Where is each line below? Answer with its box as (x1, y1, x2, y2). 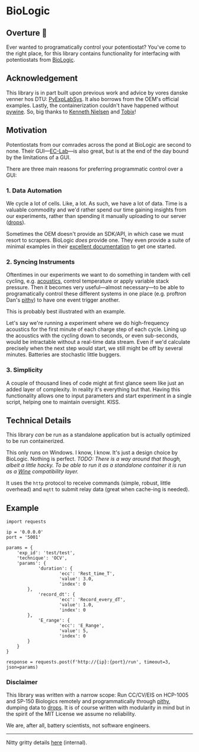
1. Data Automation (6, 186, 62, 194)
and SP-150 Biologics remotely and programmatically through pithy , (6, 698, 171, 705)
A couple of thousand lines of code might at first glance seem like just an (6, 379, 184, 387)
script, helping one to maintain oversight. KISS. (6, 398, 120, 405)
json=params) (6, 664, 38, 671)
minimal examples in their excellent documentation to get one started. (6, 242, 176, 250)
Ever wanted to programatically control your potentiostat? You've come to (6, 43, 187, 50)
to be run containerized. (6, 438, 65, 445)
